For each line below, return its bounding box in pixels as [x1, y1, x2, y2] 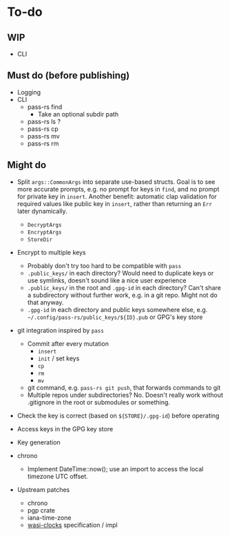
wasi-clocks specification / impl [27, 521, 118, 529]
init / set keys [37, 354, 80, 362]
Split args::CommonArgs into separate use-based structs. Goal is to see [17, 177, 216, 186]
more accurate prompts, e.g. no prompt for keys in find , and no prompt [17, 185, 220, 193]
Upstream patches [17, 485, 70, 493]
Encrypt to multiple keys [17, 248, 86, 256]
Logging [17, 87, 41, 96]
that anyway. [27, 298, 64, 307]
